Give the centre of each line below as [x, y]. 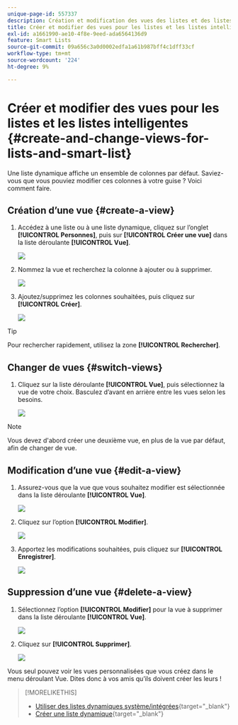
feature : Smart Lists [39, 40]
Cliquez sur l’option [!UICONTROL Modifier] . [83, 522]
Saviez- [213, 173]
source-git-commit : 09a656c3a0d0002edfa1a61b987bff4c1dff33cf [101, 47]
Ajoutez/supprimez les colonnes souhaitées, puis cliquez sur [106, 297]
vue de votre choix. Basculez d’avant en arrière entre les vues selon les [121, 392]
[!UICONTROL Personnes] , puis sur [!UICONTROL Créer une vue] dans [123, 235]
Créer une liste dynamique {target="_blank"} [100, 714]
